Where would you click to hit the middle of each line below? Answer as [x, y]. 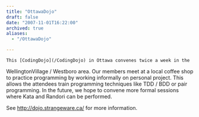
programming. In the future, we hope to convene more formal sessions [93, 90]
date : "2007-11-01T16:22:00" [42, 22]
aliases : [17, 34]
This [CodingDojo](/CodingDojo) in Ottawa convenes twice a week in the [98, 60]
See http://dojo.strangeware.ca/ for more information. [72, 108]
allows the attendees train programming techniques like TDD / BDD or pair [97, 84]
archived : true [25, 28]
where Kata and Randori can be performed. [59, 96]
